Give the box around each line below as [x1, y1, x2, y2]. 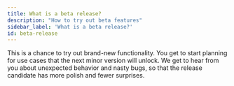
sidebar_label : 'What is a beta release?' [7, 23, 133, 30]
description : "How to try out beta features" [7, 17, 142, 24]
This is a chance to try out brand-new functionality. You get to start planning [7, 49, 228, 57]
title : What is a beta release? [7, 10, 102, 17]
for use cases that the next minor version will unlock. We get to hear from [7, 57, 219, 65]
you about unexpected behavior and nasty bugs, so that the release [7, 64, 203, 72]
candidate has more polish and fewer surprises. [7, 71, 145, 80]
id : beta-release [7, 29, 58, 37]
